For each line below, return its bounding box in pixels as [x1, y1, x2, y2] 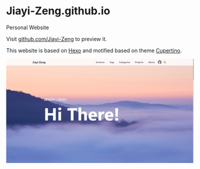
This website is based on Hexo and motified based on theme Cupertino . [6, 46, 182, 54]
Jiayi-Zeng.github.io [6, 4, 111, 18]
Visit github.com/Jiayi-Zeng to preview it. [6, 35, 107, 42]
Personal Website [6, 24, 49, 31]
